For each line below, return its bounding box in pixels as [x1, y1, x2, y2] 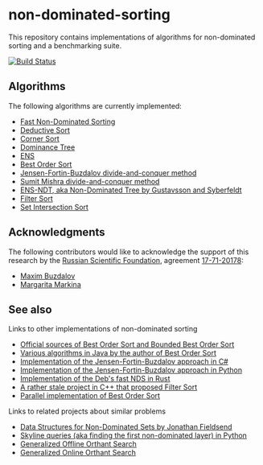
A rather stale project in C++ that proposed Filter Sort [19, 382, 198, 392]
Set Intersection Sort [19, 202, 88, 212]
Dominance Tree [19, 142, 76, 152]
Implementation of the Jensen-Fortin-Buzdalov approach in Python [19, 365, 243, 375]
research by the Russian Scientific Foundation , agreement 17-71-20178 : [8, 255, 244, 265]
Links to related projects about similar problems [8, 406, 166, 416]
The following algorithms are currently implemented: [8, 101, 183, 110]
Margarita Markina [19, 279, 82, 289]
